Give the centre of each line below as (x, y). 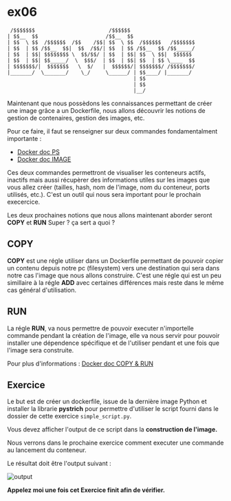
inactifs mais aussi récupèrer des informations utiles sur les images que (109, 180)
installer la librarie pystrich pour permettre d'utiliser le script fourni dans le (113, 409)
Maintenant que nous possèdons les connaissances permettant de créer (110, 103)
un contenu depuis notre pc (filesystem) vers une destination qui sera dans (113, 268)
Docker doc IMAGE (44, 159)
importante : (24, 138)
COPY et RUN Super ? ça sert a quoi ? (61, 222)
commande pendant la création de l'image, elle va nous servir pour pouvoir (113, 335)
